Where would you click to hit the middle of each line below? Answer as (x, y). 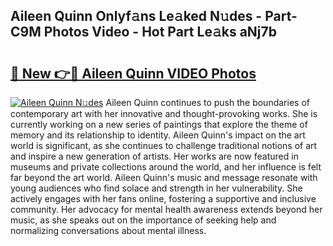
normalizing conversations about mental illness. (108, 230)
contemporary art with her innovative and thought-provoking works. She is (164, 113)
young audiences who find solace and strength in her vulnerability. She (156, 188)
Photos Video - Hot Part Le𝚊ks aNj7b (160, 32)
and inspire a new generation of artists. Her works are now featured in (154, 156)
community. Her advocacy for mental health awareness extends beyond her (166, 209)
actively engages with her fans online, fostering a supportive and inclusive (163, 198)
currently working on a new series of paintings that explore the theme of (159, 124)
